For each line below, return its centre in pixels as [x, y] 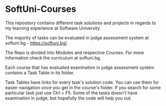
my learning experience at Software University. [53, 28]
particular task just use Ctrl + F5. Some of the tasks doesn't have [71, 93]
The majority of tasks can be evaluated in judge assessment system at [77, 38]
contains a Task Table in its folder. [40, 72]
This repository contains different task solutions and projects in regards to [81, 23]
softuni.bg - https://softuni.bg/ [36, 43]
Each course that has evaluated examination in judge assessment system [80, 67]
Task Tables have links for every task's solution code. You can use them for [82, 82]
